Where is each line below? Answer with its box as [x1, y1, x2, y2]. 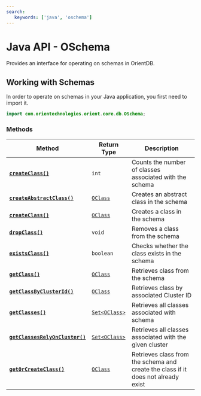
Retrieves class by [131, 284, 183, 292]
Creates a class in [131, 208, 182, 216]
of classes [131, 166, 160, 174]
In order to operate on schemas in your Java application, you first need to [6, 93, 187, 100]
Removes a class [131, 225, 179, 233]
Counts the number [131, 158, 186, 166]
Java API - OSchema [6, 40, 111, 54]
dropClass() [9, 229, 44, 236]
